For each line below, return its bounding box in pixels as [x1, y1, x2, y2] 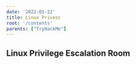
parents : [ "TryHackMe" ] [6, 25, 67, 32]
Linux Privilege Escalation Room [6, 48, 131, 58]
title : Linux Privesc [6, 14, 61, 21]
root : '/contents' [6, 20, 53, 26]
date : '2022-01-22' [6, 8, 56, 15]
